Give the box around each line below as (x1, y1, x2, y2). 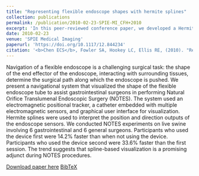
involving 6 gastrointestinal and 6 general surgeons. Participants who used (6, 126, 188, 133)
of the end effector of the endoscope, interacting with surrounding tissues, (6, 69, 188, 77)
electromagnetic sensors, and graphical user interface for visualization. (6, 107, 180, 114)
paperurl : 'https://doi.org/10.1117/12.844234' (6, 42, 126, 48)
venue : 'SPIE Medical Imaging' (6, 36, 84, 42)
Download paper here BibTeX (6, 163, 78, 170)
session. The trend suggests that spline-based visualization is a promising (6, 145, 187, 152)
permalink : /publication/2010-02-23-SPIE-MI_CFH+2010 (6, 20, 142, 25)
